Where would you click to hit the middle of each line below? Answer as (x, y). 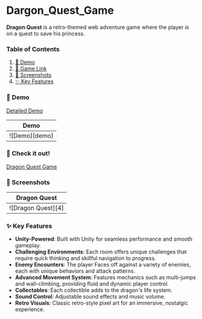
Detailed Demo (25, 110)
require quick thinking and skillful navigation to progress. (85, 258)
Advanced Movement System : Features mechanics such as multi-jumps (105, 277)
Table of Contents (33, 49)
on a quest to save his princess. (46, 33)
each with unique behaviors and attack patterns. (75, 271)
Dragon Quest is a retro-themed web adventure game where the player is (98, 27)
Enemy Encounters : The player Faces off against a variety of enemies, (103, 265)
